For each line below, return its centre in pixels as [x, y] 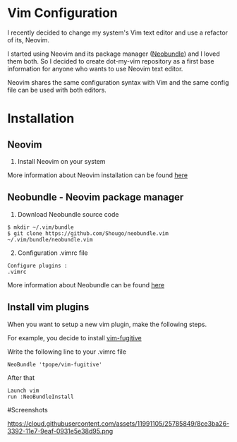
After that [21, 377]
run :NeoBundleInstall [41, 397]
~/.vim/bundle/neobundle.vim [50, 239]
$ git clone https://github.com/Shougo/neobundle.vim [88, 233]
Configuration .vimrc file [53, 253]
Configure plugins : [38, 265]
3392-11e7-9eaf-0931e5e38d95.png [60, 431]
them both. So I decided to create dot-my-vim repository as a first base [111, 61]
